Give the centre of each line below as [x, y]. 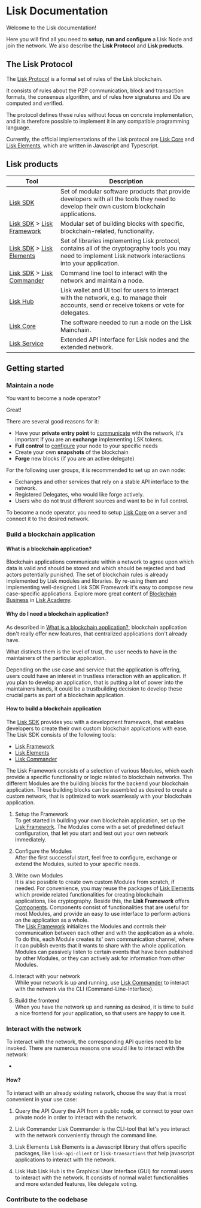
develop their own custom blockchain [113, 206]
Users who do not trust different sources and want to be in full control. [101, 501]
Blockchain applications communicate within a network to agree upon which [100, 562]
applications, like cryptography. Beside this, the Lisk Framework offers [102, 901]
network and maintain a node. [102, 280]
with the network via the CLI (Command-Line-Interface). [84, 989]
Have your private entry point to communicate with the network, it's [99, 433]
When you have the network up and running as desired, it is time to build [104, 1007]
